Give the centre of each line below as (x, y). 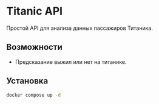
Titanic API (34, 11)
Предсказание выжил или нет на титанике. (71, 61)
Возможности (34, 47)
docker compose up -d (34, 95)
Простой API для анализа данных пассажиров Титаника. (80, 28)
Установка (27, 81)
